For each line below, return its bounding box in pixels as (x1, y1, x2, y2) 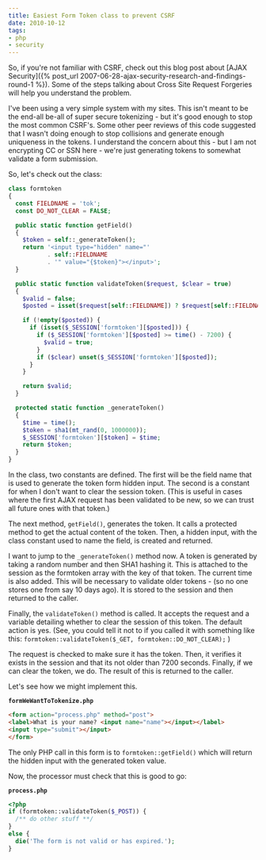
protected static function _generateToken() (15, 404, 165, 412)
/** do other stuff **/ (15, 815, 93, 824)
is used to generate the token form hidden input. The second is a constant (8, 478, 250, 488)
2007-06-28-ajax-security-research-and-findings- (80, 71, 246, 81)
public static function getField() (15, 221, 133, 229)
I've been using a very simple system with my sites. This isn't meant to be (8, 104, 249, 113)
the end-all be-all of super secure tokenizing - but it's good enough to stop (8, 112, 253, 121)
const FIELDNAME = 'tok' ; (15, 199, 101, 207)
